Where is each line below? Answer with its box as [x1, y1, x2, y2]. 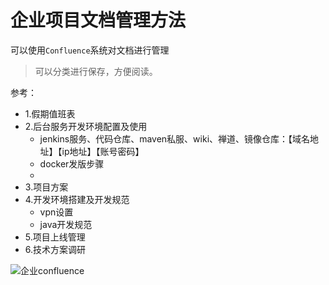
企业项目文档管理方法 [10, 9, 187, 32]
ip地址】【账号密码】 [61, 145, 145, 157]
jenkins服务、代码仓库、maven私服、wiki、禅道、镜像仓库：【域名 [39, 132, 311, 145]
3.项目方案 [24, 181, 69, 193]
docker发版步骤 [39, 157, 105, 170]
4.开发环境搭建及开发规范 [24, 193, 130, 205]
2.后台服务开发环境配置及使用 [24, 120, 148, 132]
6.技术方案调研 [24, 243, 87, 255]
